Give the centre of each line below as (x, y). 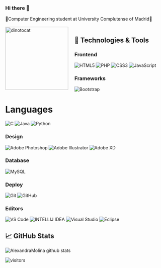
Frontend (86, 54)
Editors (14, 209)
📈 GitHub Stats (30, 236)
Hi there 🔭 (18, 8)
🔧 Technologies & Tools (112, 40)
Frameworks (90, 78)
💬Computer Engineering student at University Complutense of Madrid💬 (79, 19)
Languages (29, 110)
